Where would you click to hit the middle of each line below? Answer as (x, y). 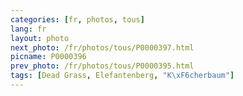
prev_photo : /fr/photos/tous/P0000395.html (102, 66)
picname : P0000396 (48, 57)
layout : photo (40, 38)
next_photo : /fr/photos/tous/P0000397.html (102, 47)
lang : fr (28, 29)
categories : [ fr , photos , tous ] (77, 19)
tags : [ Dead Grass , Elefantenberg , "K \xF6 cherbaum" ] (122, 76)
